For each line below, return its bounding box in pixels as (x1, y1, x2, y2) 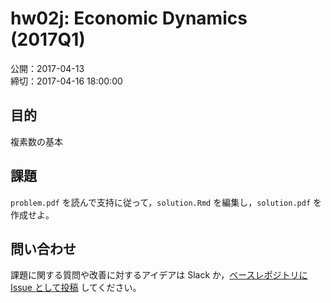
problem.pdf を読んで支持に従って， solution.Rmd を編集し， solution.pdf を (10, 196, 322, 208)
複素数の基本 (10, 135, 63, 147)
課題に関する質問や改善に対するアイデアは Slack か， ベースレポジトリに (10, 269, 308, 281)
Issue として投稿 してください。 (10, 282, 142, 294)
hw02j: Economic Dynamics (10, 7, 248, 30)
